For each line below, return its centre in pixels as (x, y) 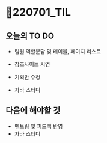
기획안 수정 (27, 77)
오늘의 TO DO (30, 36)
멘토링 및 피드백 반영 (38, 126)
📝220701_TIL (38, 12)
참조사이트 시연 (32, 64)
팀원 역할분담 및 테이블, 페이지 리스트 (58, 51)
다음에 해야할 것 (33, 111)
